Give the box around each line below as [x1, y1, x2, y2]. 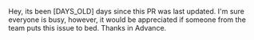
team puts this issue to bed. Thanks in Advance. [8, 24, 167, 32]
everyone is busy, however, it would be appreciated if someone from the [8, 15, 246, 24]
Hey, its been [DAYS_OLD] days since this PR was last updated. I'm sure [8, 7, 245, 16]
